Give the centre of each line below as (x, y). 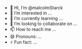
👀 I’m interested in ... (31, 13)
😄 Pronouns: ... (26, 36)
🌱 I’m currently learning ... (36, 18)
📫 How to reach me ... (33, 29)
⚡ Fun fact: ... (23, 42)
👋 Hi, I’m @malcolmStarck (36, 8)
